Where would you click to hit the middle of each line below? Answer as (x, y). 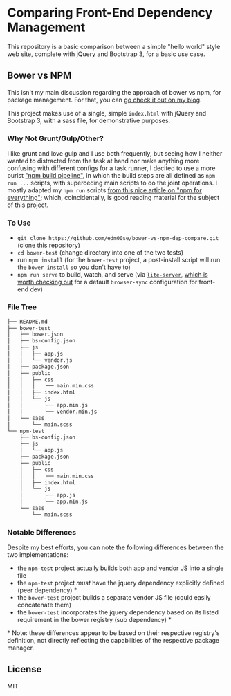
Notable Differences (42, 532)
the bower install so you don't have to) (74, 267)
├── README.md (28, 322)
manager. (21, 648)
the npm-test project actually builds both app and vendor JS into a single (120, 568)
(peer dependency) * (47, 590)
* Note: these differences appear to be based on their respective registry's (113, 633)
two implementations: (38, 555)
